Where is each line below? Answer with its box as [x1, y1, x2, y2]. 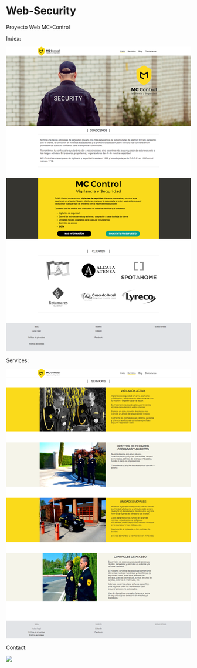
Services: [6, 357, 29, 364]
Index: [6, 35, 22, 42]
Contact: [6, 644, 28, 651]
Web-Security [6, 4, 76, 18]
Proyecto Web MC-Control [6, 24, 70, 31]
